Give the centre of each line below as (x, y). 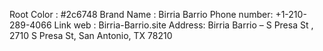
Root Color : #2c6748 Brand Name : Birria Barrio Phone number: (141, 14)
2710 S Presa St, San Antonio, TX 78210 (91, 35)
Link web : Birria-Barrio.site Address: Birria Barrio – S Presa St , (183, 25)
